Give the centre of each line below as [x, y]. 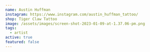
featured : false [22, 42]
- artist [19, 33]
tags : [11, 28]
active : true [19, 38]
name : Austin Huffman [28, 10]
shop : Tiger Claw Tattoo [31, 19]
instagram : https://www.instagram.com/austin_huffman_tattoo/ [72, 14]
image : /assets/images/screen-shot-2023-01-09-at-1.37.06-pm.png [75, 24]
